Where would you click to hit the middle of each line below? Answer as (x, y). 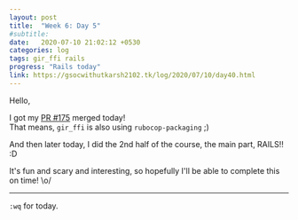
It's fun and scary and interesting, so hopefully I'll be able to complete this (145, 170)
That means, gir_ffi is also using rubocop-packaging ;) (110, 127)
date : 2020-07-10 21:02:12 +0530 (75, 42)
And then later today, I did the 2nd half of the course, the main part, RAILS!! (146, 144)
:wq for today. (34, 206)
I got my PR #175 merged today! (67, 117)
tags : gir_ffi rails (47, 59)
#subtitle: (29, 34)
